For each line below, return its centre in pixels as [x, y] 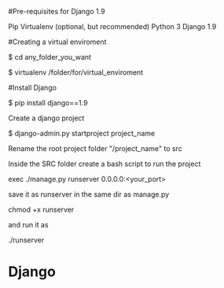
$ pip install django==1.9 [48, 103]
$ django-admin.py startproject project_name [82, 133]
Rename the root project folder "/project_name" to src [95, 148]
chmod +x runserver [41, 209]
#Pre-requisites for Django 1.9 [57, 11]
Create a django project [46, 118]
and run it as [28, 225]
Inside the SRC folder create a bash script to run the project [105, 164]
